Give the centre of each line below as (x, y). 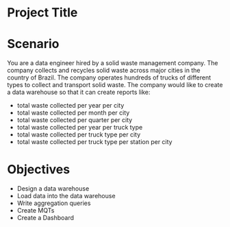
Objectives (39, 170)
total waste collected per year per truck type (80, 128)
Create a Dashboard (45, 218)
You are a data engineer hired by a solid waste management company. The (113, 63)
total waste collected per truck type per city (79, 134)
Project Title (42, 13)
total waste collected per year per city (71, 106)
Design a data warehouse (53, 189)
